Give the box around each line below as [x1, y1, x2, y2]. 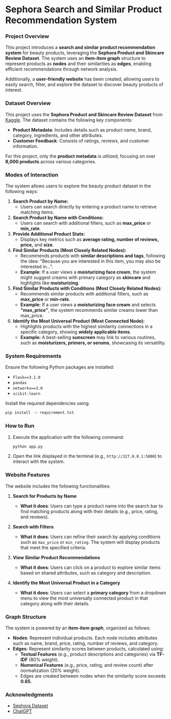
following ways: [5, 188, 38, 195]
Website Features [5, 471, 50, 478]
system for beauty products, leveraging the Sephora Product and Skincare [5, 50, 164, 56]
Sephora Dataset [12, 703, 48, 709]
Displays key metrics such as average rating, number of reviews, [20, 237, 159, 243]
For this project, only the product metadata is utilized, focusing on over [5, 153, 156, 159]
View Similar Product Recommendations [12, 554, 101, 560]
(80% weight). [29, 657, 59, 663]
